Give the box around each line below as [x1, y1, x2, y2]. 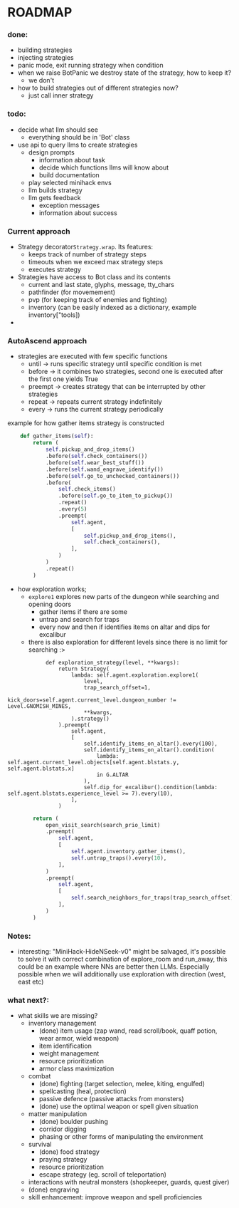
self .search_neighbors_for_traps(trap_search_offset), [70, 895, 237, 902]
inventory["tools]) [28, 311, 80, 319]
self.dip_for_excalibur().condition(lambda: [83, 783, 218, 791]
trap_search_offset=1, [83, 684, 152, 691]
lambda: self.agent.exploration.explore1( [70, 671, 199, 679]
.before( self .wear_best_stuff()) [45, 459, 144, 467]
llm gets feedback [28, 193, 82, 202]
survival [28, 1140, 52, 1149]
